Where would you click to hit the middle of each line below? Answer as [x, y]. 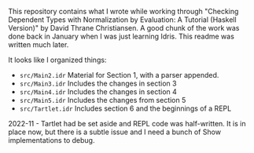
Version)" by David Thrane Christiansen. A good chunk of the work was [124, 28]
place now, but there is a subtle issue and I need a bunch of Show [115, 132]
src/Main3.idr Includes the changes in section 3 [98, 83]
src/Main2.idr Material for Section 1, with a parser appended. [119, 75]
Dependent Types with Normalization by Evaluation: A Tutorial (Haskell [123, 20]
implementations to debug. [52, 140]
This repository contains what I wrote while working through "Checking [123, 11]
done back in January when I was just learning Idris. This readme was [121, 36]
